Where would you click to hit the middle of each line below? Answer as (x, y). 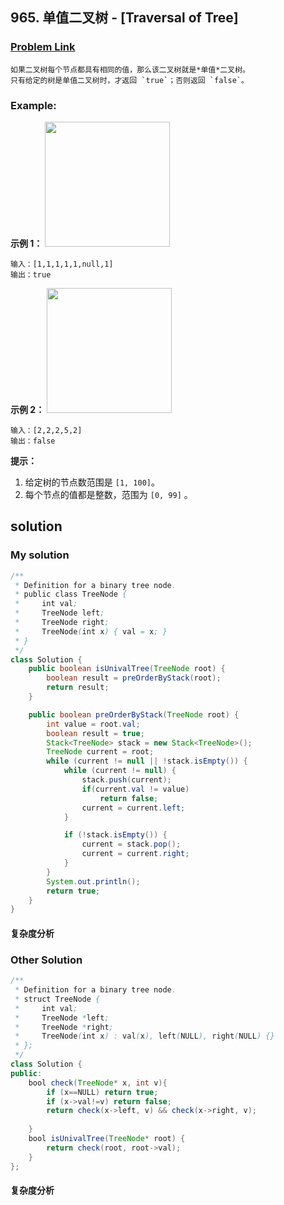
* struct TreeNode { (57, 999)
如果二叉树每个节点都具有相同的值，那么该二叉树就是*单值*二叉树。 (130, 69)
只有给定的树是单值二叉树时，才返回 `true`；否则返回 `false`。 (129, 80)
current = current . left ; (133, 808)
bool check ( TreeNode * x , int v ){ (98, 1083)
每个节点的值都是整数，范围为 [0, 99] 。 (108, 494)
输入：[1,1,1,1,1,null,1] (62, 264)
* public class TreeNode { (71, 594)
